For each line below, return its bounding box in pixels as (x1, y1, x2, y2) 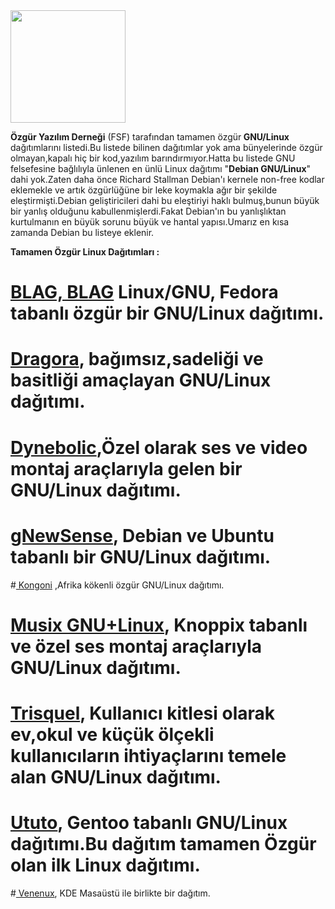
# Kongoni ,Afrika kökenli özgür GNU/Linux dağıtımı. (10, 579, 225, 591)
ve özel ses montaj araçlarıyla (10, 635, 263, 658)
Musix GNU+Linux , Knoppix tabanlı (10, 614, 308, 636)
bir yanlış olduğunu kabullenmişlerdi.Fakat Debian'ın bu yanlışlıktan (10, 205, 287, 217)
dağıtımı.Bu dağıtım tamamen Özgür (10, 833, 317, 856)
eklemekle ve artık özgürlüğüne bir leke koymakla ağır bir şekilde (10, 184, 278, 196)
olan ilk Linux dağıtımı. (10, 854, 201, 877)
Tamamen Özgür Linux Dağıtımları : (10, 246, 160, 258)
